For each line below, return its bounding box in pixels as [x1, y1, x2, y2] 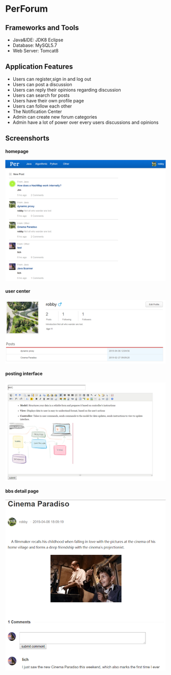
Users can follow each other [12, 103, 72, 109]
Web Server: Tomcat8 [12, 48, 59, 53]
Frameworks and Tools [5, 23, 79, 32]
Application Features [5, 62, 73, 71]
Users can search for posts [12, 92, 70, 98]
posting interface [5, 370, 43, 377]
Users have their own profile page [12, 97, 84, 103]
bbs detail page [5, 488, 39, 494]
